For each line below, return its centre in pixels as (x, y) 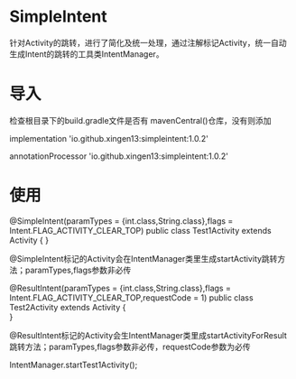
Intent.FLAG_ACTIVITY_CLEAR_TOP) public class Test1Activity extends (141, 230)
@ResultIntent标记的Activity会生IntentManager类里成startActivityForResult (148, 335)
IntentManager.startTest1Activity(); (74, 365)
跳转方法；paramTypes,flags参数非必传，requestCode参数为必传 (130, 347)
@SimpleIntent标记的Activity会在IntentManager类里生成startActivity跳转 (143, 258)
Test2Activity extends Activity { (68, 307)
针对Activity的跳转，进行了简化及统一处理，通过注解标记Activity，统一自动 (148, 42)
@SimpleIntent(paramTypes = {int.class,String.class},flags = (121, 221)
